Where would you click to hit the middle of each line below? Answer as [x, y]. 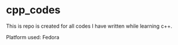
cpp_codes [33, 10]
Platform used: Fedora [33, 37]
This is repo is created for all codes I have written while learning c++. [89, 26]
